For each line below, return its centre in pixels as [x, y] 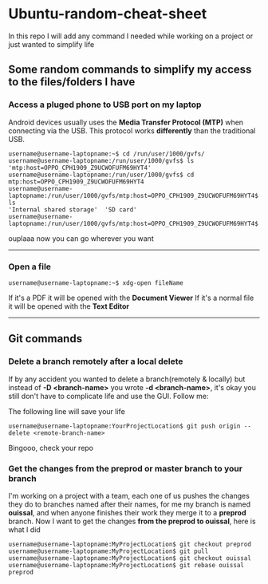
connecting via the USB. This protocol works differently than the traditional [132, 130]
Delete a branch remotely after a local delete [96, 361]
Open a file [30, 266]
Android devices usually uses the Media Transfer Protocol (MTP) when [126, 122]
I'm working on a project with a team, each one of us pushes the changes [129, 495]
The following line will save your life [67, 411]
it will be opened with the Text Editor [69, 306]
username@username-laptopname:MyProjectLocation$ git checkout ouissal [130, 558]
